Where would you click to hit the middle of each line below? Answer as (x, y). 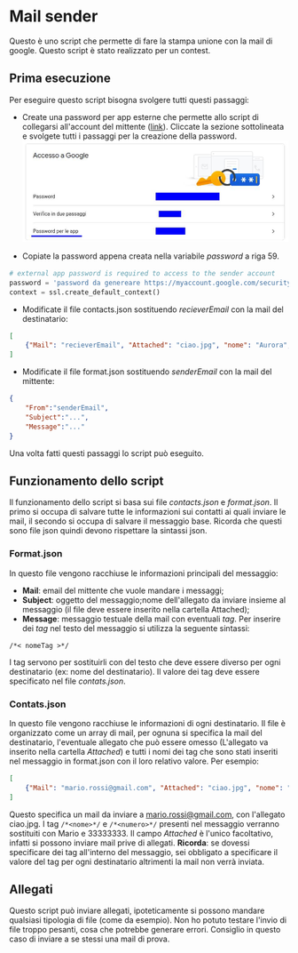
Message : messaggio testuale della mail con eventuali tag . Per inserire (151, 619)
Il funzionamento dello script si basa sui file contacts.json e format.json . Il (144, 502)
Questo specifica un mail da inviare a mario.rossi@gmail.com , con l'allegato (147, 814)
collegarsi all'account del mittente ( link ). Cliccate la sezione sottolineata (153, 126)
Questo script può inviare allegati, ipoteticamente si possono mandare (137, 911)
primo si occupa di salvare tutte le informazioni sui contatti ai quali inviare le (148, 512)
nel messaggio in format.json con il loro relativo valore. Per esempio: (134, 761)
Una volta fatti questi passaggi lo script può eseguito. (106, 453)
